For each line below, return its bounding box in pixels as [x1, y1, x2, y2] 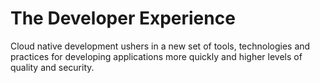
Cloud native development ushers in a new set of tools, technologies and [10, 40, 311, 52]
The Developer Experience [10, 7, 236, 30]
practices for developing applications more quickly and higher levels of [10, 50, 303, 62]
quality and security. [10, 61, 95, 73]
